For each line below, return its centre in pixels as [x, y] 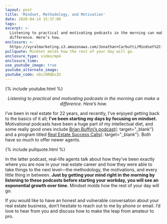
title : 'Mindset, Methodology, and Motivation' [55, 14]
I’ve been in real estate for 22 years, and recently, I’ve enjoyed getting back [83, 113]
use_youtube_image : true [31, 65]
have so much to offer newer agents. [43, 139]
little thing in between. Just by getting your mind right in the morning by [80, 175]
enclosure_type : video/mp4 [33, 56]
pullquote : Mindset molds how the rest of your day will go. [70, 51]
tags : [11, 24]
